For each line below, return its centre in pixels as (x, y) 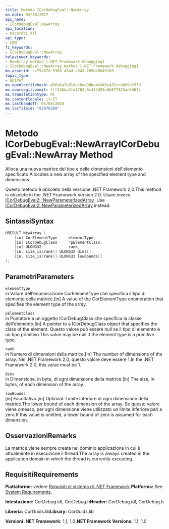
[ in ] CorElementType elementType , (55, 238)
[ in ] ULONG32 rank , (47, 247)
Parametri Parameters (40, 277)
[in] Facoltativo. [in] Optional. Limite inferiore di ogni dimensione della (77, 398)
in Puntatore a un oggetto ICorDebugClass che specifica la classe (74, 318)
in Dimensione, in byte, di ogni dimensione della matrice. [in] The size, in (80, 379)
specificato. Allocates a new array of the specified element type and (76, 174)
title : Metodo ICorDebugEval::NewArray (47, 10)
